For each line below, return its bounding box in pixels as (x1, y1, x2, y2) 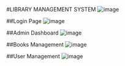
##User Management (6, 53, 60, 60)
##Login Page (6, 18, 42, 24)
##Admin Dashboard (6, 29, 59, 36)
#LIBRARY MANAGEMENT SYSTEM (6, 6, 96, 13)
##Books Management (6, 41, 64, 48)
